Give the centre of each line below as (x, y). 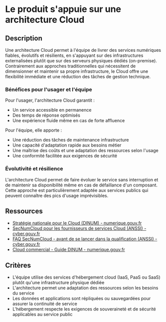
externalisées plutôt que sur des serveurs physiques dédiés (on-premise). (81, 61)
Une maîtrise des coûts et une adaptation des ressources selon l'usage (85, 151)
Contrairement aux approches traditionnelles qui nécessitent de (71, 66)
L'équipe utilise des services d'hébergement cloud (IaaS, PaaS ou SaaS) (86, 277)
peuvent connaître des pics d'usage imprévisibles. (57, 195)
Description (24, 38)
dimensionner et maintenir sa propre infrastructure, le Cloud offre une (77, 71)
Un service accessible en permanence (52, 110)
